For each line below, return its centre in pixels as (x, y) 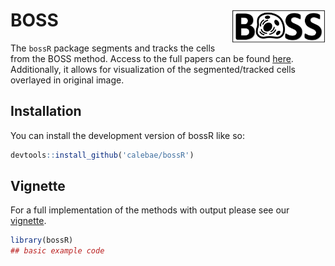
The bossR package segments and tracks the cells (113, 48)
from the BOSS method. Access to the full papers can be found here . (152, 58)
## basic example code (57, 251)
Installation (46, 111)
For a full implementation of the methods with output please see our (150, 210)
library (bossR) (42, 240)
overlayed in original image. (67, 80)
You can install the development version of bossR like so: (127, 135)
